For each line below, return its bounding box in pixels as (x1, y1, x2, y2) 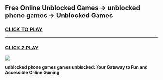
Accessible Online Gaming (5, 69, 60, 75)
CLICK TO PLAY (5, 26, 43, 33)
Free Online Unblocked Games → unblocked (5, 4, 141, 12)
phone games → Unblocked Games (5, 12, 113, 20)
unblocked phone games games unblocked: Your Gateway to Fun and (5, 64, 148, 70)
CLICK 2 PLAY (5, 44, 39, 51)
